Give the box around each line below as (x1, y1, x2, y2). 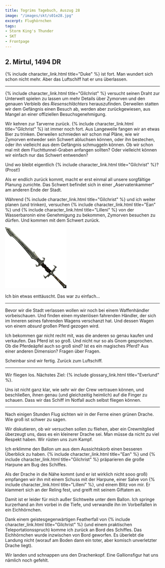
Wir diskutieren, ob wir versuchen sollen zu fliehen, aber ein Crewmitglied (5, 426, 155, 432)
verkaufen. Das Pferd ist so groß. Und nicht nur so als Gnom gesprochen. (5, 337, 154, 344)
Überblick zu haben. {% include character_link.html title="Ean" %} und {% (5, 451, 156, 457)
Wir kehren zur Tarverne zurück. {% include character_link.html (5, 120, 134, 126)
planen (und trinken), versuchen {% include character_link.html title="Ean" (5, 202, 156, 208)
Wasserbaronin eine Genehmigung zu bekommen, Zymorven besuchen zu (5, 212, 156, 218)
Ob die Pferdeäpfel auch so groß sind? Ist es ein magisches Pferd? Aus (5, 343, 149, 349)
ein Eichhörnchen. (5, 507, 42, 512)
